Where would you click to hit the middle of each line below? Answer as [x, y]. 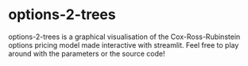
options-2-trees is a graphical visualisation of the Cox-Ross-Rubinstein [124, 37]
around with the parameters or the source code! [87, 53]
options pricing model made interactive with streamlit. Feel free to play [124, 45]
